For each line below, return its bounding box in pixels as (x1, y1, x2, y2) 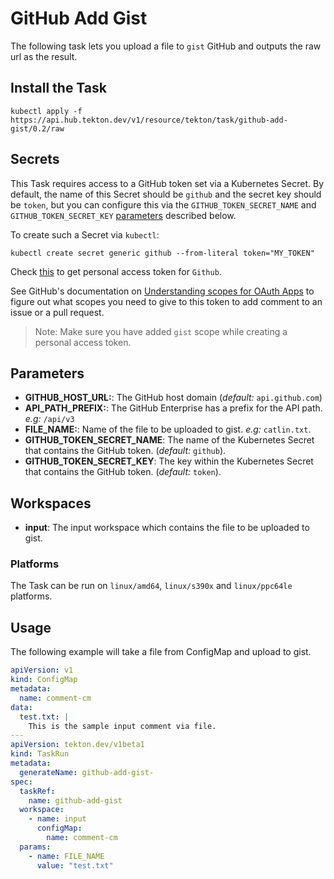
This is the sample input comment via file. (28, 721, 217, 731)
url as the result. (10, 50, 78, 62)
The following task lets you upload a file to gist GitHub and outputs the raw (10, 40, 322, 52)
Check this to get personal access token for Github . (10, 265, 222, 277)
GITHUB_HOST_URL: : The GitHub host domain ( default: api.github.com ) (24, 392, 323, 404)
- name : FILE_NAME (28, 851, 105, 861)
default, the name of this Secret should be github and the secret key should (10, 188, 322, 200)
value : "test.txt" (36, 860, 114, 871)
